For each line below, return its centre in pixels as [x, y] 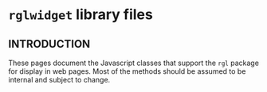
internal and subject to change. [59, 80]
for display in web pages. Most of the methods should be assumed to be [127, 71]
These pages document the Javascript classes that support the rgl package [133, 63]
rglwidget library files [80, 15]
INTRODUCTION [49, 44]
